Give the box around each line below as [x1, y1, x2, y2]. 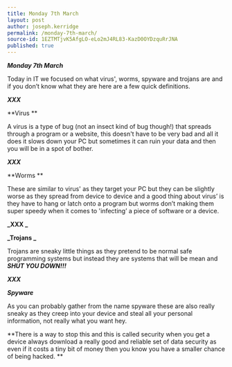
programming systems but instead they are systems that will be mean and [7, 254, 218, 262]
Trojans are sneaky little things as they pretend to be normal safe [7, 247, 193, 255]
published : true [7, 42, 54, 49]
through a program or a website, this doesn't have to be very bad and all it [7, 129, 219, 138]
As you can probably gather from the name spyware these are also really [7, 302, 215, 310]
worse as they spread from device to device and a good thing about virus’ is [7, 192, 224, 200]
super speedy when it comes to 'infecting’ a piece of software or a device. [7, 207, 220, 215]
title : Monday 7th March [7, 10, 79, 17]
